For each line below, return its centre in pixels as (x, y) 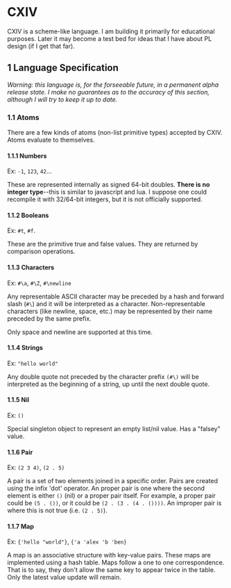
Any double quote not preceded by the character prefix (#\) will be (103, 376)
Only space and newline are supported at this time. (80, 332)
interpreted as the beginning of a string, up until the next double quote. (109, 384)
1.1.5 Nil (18, 400)
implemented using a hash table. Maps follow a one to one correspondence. (116, 562)
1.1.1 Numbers (27, 156)
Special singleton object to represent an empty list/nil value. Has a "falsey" (114, 429)
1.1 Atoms (23, 117)
